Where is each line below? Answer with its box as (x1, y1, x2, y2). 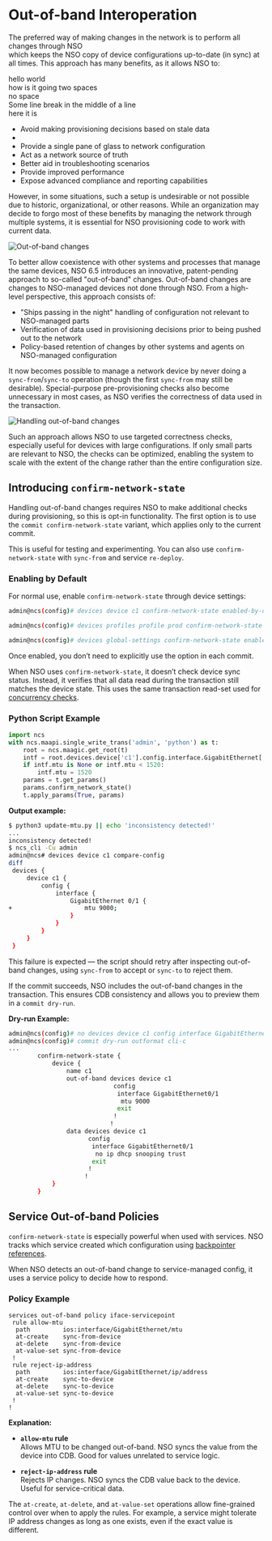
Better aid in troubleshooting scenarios (19, 158, 150, 168)
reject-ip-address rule (19, 1467, 98, 1476)
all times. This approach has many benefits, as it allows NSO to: (8, 58, 220, 68)
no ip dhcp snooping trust (95, 1150, 186, 1158)
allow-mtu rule (19, 1433, 69, 1443)
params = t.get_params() (23, 776, 107, 785)
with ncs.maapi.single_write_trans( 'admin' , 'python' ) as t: (8, 739, 219, 747)
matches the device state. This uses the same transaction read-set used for (8, 683, 261, 693)
